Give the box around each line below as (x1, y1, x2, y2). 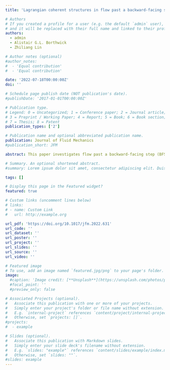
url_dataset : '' (5, 230, 39, 236)
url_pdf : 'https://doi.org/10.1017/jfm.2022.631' (5, 221, 112, 226)
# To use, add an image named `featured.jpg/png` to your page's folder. (5, 268, 164, 273)
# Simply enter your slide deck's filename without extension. (5, 343, 146, 348)
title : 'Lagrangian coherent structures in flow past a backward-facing (5, 7, 162, 13)
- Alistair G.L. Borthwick (10, 40, 67, 46)
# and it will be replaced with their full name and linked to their (5, 26, 155, 31)
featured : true (5, 189, 37, 194)
